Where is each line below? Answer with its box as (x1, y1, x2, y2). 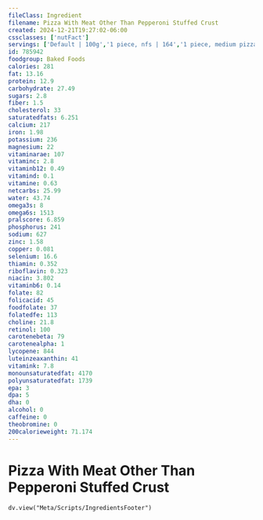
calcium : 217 (8, 121, 51, 129)
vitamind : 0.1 (8, 172, 55, 181)
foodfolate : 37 (8, 303, 58, 311)
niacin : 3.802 (8, 274, 55, 283)
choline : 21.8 (8, 318, 55, 326)
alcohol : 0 (8, 406, 44, 414)
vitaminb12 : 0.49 (8, 165, 65, 173)
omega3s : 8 (8, 201, 44, 209)
